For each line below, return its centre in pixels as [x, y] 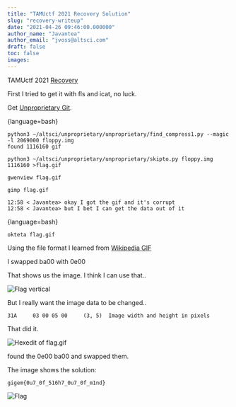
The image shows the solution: [52, 369]
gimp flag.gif [28, 190]
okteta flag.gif [31, 234]
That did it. [23, 328]
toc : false [23, 54]
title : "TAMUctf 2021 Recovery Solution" [69, 14]
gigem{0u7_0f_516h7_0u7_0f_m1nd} [57, 383]
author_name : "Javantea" [44, 34]
